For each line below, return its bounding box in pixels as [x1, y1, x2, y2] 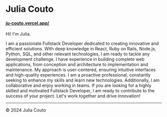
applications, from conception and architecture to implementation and [5, 62, 148, 68]
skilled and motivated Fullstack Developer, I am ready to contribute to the [5, 88, 155, 94]
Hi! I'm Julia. [5, 31, 31, 37]
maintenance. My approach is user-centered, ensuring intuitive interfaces [5, 67, 156, 73]
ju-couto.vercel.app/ [5, 20, 50, 26]
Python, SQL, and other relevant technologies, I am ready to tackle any [5, 51, 150, 57]
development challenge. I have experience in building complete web [5, 56, 145, 62]
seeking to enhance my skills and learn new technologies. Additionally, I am [5, 78, 160, 83]
